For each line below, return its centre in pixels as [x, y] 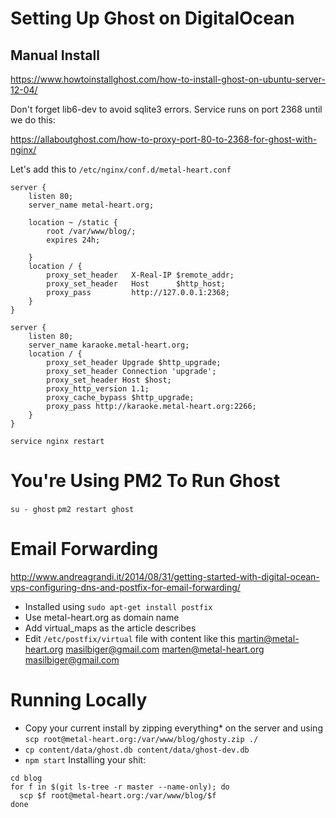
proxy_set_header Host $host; [109, 380]
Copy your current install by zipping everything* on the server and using [173, 728]
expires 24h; [73, 240]
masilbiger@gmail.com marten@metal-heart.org [165, 649]
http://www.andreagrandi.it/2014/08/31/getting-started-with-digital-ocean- [165, 576]
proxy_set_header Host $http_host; [136, 284]
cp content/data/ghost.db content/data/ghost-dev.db [137, 750]
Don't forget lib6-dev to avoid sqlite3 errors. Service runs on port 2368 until [166, 109]
